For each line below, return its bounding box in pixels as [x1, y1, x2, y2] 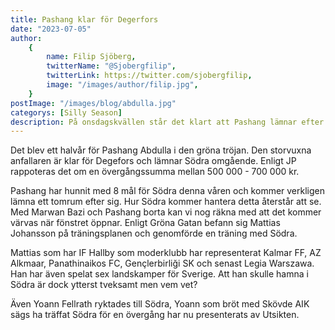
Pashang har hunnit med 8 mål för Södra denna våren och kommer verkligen [10, 185, 326, 197]
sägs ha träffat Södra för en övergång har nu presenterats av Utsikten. [10, 309, 300, 321]
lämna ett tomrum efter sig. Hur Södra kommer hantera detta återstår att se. [10, 196, 322, 208]
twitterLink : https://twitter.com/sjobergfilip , [46, 71, 253, 81]
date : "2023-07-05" [10, 24, 92, 34]
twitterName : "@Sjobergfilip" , [46, 61, 177, 71]
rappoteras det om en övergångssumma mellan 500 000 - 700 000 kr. [10, 166, 300, 178]
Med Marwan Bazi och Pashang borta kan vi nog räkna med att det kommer [10, 206, 322, 218]
